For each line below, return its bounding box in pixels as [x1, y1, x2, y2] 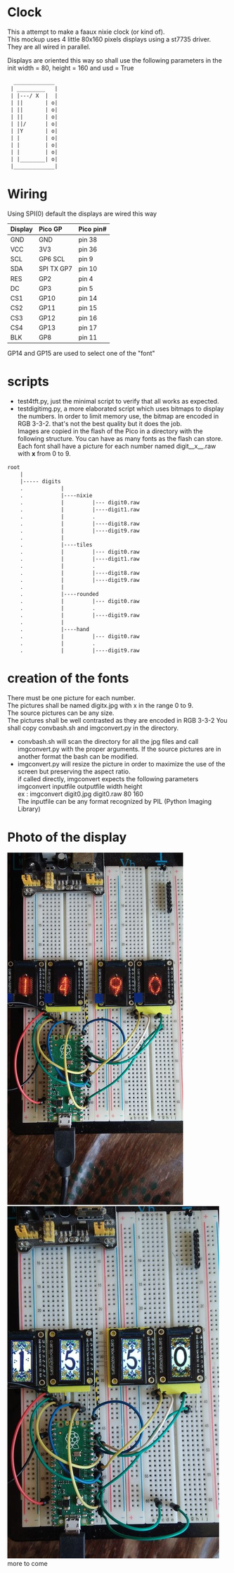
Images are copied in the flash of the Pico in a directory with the [17, 427, 203, 435]
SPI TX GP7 [38, 265, 72, 273]
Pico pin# [78, 225, 107, 233]
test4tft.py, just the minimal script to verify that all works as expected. [17, 397, 219, 405]
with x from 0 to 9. [17, 449, 72, 458]
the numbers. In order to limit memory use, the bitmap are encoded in [17, 411, 219, 420]
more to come [7, 1560, 48, 1568]
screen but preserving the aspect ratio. [17, 767, 131, 776]
